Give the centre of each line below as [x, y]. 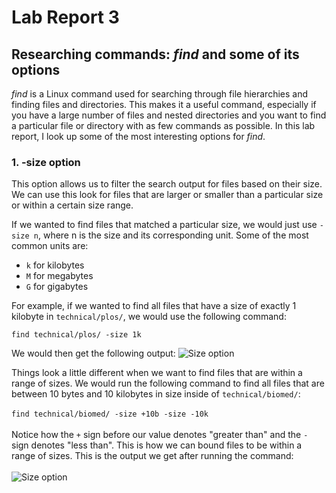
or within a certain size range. [72, 205]
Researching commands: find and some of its [155, 54]
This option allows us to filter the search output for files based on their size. [167, 184]
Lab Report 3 [65, 17]
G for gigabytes [57, 287]
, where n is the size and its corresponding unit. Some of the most [173, 235]
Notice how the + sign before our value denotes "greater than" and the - [160, 435]
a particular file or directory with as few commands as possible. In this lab [163, 125]
